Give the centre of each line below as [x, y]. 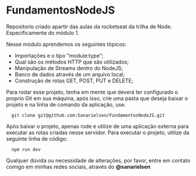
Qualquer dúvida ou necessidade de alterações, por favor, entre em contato [98, 160]
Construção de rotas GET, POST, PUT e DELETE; [74, 81]
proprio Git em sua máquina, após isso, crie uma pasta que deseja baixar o [97, 98]
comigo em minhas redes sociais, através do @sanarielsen [78, 167]
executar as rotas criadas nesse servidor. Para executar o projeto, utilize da [98, 132]
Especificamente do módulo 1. [43, 32]
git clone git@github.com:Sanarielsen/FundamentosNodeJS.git [88, 115]
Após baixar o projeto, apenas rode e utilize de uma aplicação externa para [97, 126]
